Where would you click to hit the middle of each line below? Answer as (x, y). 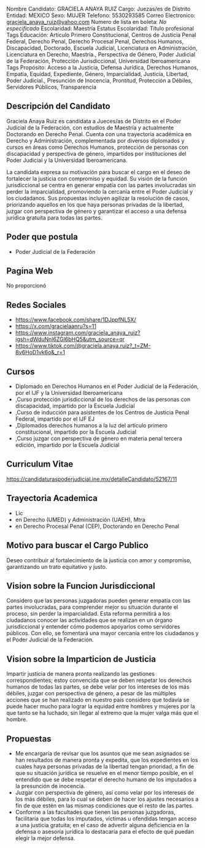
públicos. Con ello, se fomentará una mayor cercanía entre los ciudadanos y (102, 633)
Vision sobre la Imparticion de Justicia (81, 659)
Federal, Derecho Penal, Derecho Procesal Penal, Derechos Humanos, (95, 41)
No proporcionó (26, 286)
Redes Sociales (36, 305)
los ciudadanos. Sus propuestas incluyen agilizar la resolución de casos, (98, 198)
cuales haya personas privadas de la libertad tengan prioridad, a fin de (105, 766)
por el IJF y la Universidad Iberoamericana (69, 393)
